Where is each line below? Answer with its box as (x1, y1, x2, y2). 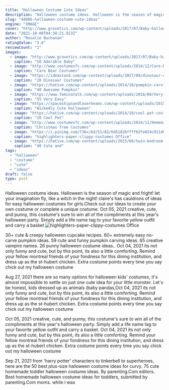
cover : (5, 26, 19, 31)
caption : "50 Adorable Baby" (14, 59, 75, 64)
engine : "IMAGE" (5, 21, 39, 27)
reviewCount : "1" (5, 45, 42, 50)
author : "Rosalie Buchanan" (5, 36, 64, 41)
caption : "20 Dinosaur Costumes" (14, 78, 84, 83)
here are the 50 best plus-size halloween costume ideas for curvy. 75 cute (5, 363, 159, 369)
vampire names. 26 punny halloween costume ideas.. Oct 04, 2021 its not (5, 243, 157, 249)
